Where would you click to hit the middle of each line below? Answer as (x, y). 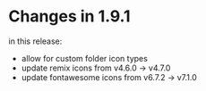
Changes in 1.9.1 (69, 17)
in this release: (35, 41)
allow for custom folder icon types (85, 58)
